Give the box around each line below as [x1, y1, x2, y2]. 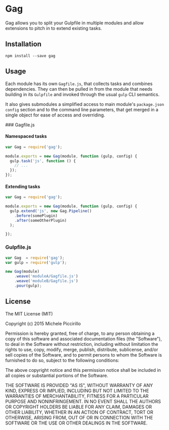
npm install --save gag [5, 53, 56, 58]
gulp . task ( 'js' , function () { [10, 158, 76, 164]
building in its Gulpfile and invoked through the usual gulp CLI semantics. [5, 91, 160, 97]
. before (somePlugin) [14, 213, 58, 218]
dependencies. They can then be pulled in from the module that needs [5, 86, 153, 92]
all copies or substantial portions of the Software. [5, 372, 108, 378]
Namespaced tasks [5, 133, 47, 139]
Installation [5, 40, 42, 49]
